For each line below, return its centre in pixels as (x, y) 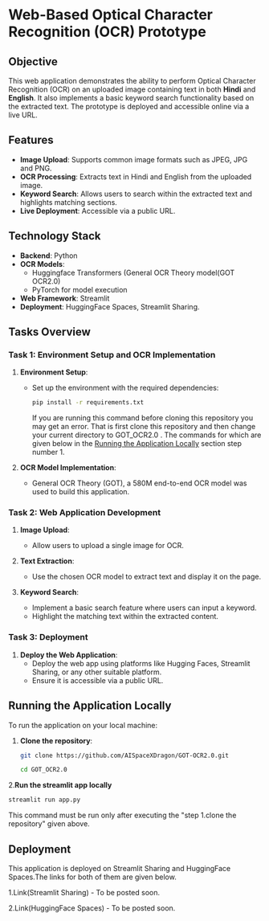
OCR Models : (42, 264)
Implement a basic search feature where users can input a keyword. (144, 608)
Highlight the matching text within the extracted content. (125, 616)
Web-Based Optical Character (111, 15)
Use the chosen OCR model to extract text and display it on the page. (147, 577)
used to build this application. (81, 492)
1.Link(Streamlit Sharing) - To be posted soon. (84, 893)
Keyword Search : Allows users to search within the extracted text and (136, 194)
